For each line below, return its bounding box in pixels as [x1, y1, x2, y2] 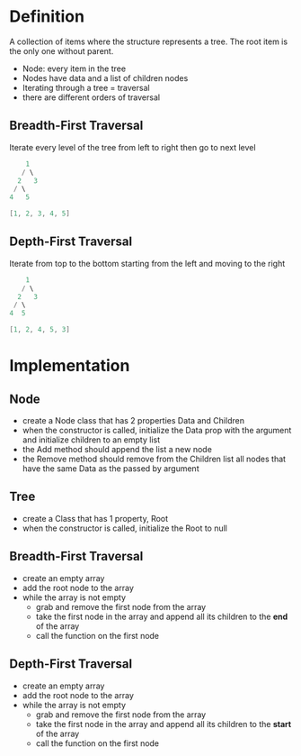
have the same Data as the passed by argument [22, 463, 199, 474]
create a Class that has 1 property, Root [22, 513, 169, 524]
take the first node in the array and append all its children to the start [35, 718, 292, 729]
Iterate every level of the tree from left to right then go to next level [9, 141, 256, 152]
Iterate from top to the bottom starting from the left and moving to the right [9, 258, 286, 269]
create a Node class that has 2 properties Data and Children [22, 415, 245, 426]
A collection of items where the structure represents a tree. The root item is [9, 36, 288, 47]
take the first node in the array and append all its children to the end [35, 611, 288, 622]
